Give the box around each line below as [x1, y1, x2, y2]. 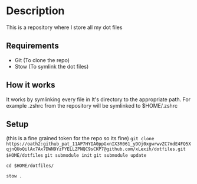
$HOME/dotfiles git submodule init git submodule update [6, 153, 147, 159]
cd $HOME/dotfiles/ [6, 163, 54, 169]
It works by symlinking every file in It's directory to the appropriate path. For [6, 96, 191, 103]
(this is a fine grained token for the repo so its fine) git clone [6, 135, 155, 142]
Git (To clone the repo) [14, 56, 70, 63]
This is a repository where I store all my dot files [6, 24, 123, 31]
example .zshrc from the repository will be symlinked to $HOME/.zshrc [6, 102, 178, 109]
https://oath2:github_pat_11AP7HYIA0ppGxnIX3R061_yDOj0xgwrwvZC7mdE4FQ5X [6, 141, 192, 147]
